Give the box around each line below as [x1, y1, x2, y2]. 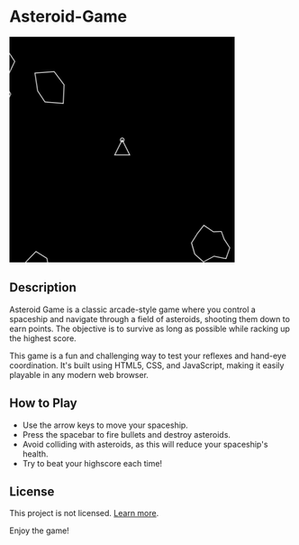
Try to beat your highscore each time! [22, 457, 163, 468]
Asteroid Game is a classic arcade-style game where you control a [9, 304, 257, 315]
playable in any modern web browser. [9, 369, 149, 380]
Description [9, 280, 77, 295]
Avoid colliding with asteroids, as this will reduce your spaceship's [22, 439, 268, 449]
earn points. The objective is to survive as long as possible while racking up [9, 323, 291, 334]
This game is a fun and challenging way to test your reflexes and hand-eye [9, 350, 286, 361]
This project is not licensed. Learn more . [9, 508, 159, 519]
